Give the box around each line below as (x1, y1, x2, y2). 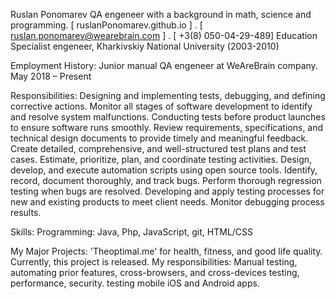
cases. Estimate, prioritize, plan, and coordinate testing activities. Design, (10, 154, 313, 165)
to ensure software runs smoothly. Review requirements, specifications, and (10, 122, 324, 133)
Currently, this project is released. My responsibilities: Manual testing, (10, 256, 298, 268)
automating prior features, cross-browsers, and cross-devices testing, (10, 267, 300, 278)
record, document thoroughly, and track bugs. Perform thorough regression (10, 175, 322, 186)
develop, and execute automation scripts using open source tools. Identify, (10, 164, 318, 176)
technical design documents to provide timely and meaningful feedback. (10, 132, 309, 144)
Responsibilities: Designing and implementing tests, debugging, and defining (10, 90, 326, 101)
